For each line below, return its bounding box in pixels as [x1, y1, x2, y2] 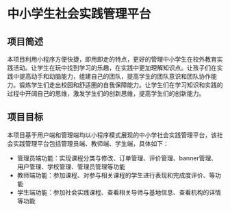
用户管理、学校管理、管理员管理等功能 [16, 162, 125, 171]
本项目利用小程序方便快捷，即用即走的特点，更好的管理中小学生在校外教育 [7, 55, 217, 63]
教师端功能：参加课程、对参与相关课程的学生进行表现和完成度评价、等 [16, 171, 216, 179]
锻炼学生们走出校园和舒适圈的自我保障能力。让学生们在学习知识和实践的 [18, 81, 223, 89]
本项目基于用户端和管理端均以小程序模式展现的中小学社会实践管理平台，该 [7, 131, 217, 139]
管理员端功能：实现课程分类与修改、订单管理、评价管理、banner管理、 [16, 153, 218, 162]
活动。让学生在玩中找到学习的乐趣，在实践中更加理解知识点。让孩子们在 [12, 64, 217, 72]
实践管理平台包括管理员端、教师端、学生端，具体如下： [12, 139, 169, 147]
